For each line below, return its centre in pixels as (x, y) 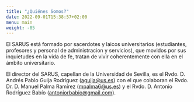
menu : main (19, 22)
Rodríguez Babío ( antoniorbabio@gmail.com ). (61, 93)
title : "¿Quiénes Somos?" (37, 11)
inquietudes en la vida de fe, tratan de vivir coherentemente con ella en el (94, 57)
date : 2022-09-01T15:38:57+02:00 (47, 17)
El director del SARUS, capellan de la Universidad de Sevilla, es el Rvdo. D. (96, 74)
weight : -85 (20, 28)
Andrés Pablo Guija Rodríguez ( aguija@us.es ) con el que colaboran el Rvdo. (97, 80)
